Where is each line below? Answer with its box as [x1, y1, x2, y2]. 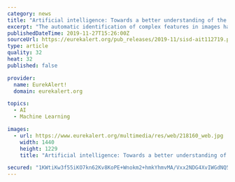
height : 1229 [20, 145, 58, 152]
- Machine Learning [13, 113, 71, 121]
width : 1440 [20, 139, 55, 146]
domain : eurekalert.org [13, 88, 83, 95]
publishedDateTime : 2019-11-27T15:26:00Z [7, 29, 130, 37]
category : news [7, 10, 52, 17]
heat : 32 [7, 56, 33, 63]
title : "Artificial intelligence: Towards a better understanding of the [7, 17, 227, 24]
